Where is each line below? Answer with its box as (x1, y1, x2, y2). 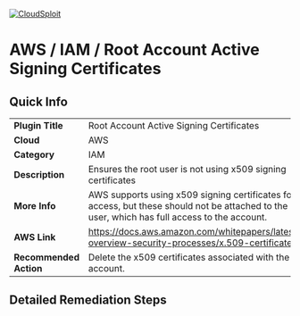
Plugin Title (13, 120, 64, 131)
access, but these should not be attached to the (87, 200, 288, 212)
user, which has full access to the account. (87, 211, 268, 223)
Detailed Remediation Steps (9, 293, 167, 308)
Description (13, 169, 65, 180)
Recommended (13, 251, 80, 263)
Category (13, 148, 55, 161)
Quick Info (9, 94, 69, 109)
